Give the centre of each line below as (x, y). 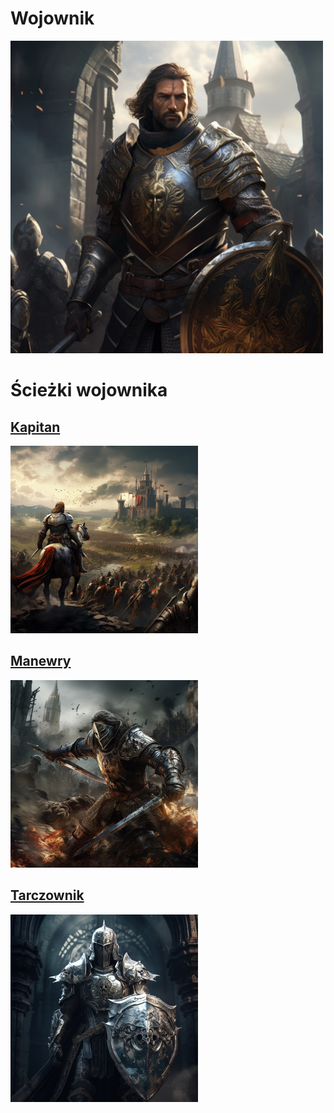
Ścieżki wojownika (89, 390)
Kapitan (35, 427)
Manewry (41, 661)
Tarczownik (47, 895)
